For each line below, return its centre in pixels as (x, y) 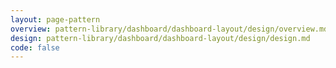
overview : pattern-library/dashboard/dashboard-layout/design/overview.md (169, 29)
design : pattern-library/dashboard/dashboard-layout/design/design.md (160, 38)
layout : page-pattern (55, 19)
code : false (35, 47)
